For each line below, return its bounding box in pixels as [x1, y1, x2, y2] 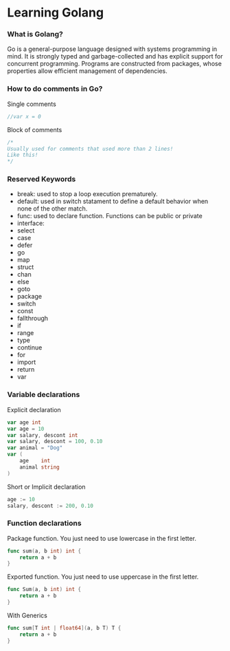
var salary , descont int [7, 431, 78, 438]
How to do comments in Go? [7, 84, 103, 94]
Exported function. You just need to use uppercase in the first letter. [7, 573, 199, 581]
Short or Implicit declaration [7, 482, 86, 491]
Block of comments [7, 125, 62, 134]
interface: [16, 219, 45, 228]
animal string [19, 463, 60, 471]
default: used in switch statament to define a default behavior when [16, 198, 209, 206]
